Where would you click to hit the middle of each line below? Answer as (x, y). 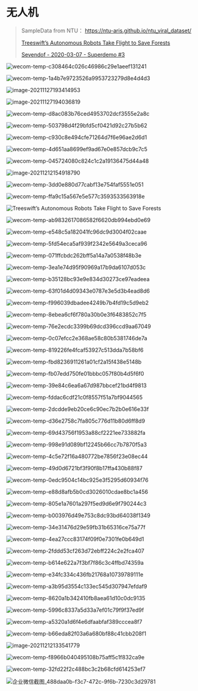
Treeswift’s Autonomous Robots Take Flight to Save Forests (96, 43)
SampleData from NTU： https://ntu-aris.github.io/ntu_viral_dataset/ (106, 30)
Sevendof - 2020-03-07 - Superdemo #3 (73, 54)
